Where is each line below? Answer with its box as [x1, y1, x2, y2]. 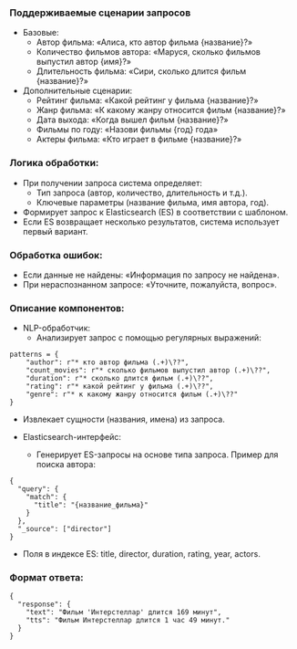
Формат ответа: [9, 571, 84, 584]
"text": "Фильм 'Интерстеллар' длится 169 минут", [26, 608, 222, 617]
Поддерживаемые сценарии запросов [9, 6, 191, 19]
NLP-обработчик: [22, 322, 91, 334]
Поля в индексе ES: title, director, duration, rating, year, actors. [22, 549, 261, 560]
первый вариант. [22, 225, 88, 236]
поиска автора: [36, 459, 96, 470]
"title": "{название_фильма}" [33, 500, 148, 510]
